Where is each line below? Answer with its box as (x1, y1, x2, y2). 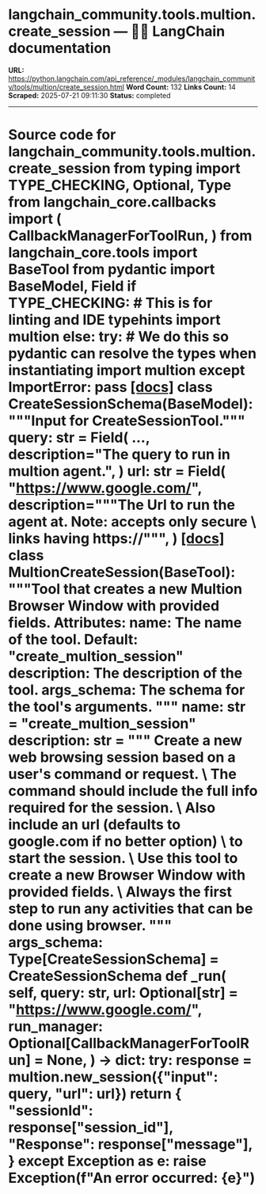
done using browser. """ (8, 917, 173, 935)
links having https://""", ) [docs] (8, 530, 225, 548)
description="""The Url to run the (8, 496, 236, 514)
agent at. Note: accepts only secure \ (8, 513, 256, 531)
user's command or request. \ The (8, 766, 237, 783)
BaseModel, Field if (8, 277, 137, 295)
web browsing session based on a (8, 748, 236, 766)
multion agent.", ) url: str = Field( (8, 462, 226, 481)
